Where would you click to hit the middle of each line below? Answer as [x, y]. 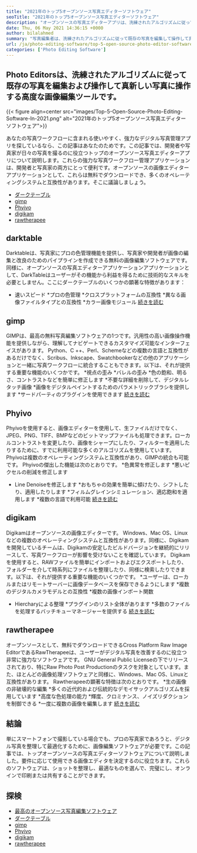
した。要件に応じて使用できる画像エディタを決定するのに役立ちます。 [90, 761]
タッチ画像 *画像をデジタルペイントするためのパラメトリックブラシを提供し [98, 387]
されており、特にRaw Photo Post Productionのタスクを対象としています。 [95, 667]
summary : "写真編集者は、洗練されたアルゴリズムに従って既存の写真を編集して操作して [98, 39]
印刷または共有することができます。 [65, 776]
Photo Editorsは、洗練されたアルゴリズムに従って [96, 75]
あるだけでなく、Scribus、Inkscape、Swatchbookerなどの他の [82, 358]
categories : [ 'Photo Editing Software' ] [56, 50]
